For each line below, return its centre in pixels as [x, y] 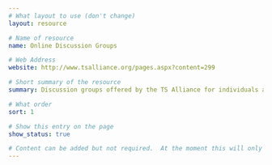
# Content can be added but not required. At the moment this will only [136, 149]
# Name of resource [41, 38]
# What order [30, 104]
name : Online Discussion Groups [63, 45]
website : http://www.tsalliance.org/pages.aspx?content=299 [112, 68]
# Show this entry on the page [61, 126]
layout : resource [38, 23]
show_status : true [39, 134]
